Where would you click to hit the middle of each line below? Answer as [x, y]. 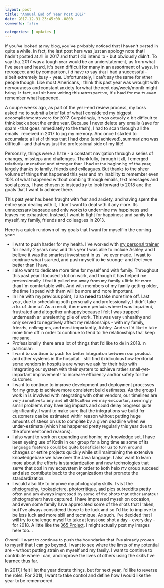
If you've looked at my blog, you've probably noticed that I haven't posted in [82, 46]
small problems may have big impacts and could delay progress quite [82, 406]
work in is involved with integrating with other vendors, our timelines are [85, 395]
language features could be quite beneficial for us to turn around [77, 447]
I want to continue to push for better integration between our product [82, 353]
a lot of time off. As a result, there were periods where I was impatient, [83, 307]
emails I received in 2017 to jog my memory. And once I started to [71, 134]
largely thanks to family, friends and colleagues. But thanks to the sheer [77, 169]
